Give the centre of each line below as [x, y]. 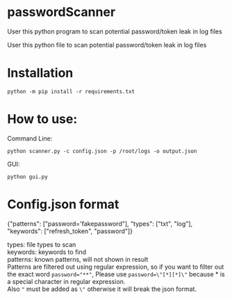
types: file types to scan [42, 244]
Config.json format [63, 204]
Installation [40, 73]
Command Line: [30, 138]
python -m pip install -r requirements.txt [71, 91]
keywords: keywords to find [47, 252]
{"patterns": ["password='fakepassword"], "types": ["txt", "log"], [100, 223]
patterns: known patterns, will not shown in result [78, 259]
